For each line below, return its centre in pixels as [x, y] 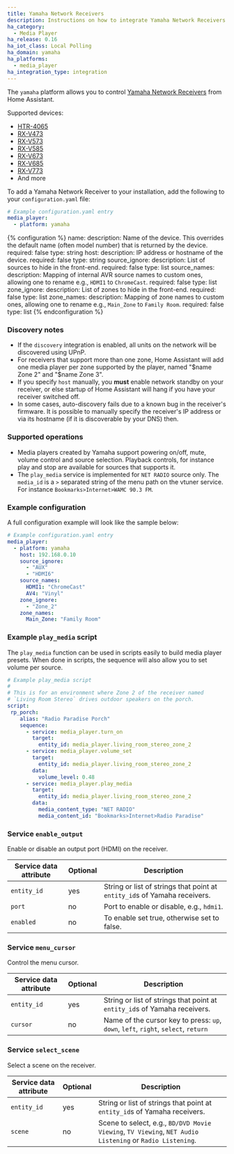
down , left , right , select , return [156, 1029]
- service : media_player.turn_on [74, 732]
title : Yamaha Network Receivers [56, 14]
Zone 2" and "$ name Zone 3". [60, 375]
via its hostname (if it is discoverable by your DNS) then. [98, 419]
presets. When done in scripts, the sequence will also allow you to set [107, 660]
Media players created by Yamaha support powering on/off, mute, [112, 452]
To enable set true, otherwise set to [161, 918]
